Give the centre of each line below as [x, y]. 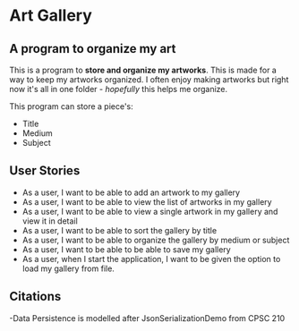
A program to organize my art [93, 49]
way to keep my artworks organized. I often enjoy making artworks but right [149, 80]
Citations [35, 297]
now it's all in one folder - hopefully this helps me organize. [119, 89]
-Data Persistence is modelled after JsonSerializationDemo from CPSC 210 [147, 318]
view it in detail [50, 221]
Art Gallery [51, 16]
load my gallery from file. [68, 268]
